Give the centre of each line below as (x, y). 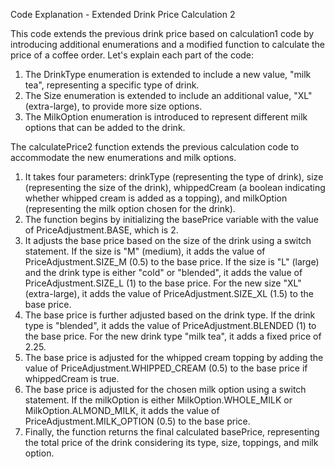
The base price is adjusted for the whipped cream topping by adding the (174, 357)
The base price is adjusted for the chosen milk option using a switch (165, 389)
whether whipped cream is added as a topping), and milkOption (156, 198)
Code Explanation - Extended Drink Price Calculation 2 (123, 14)
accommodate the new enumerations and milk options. (123, 157)
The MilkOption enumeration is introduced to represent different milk (166, 117)
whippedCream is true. (72, 378)
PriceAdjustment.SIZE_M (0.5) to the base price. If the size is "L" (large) (172, 262)
